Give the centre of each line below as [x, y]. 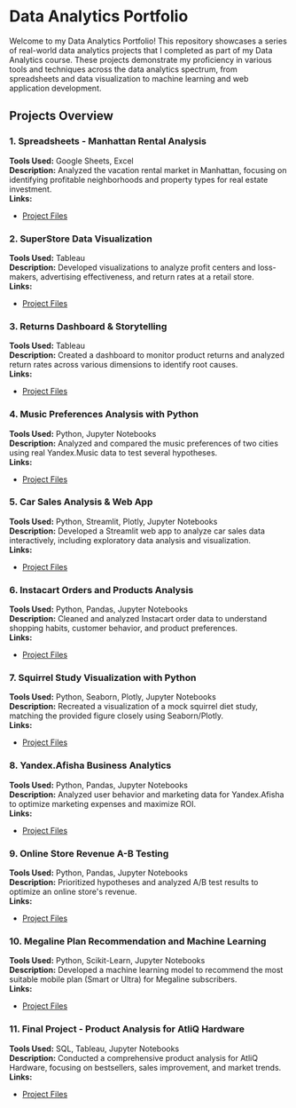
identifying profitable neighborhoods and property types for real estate [139, 179]
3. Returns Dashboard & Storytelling [88, 326]
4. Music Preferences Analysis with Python [104, 415]
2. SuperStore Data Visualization [81, 239]
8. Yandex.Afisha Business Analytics [90, 765]
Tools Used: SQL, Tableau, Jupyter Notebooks [94, 1049]
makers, [24, 276]
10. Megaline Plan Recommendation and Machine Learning [138, 941]
